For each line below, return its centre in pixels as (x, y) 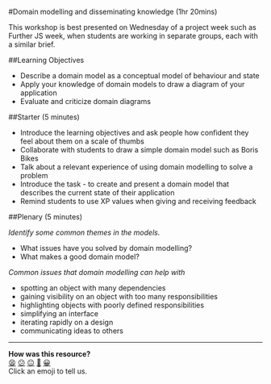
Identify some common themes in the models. (84, 232)
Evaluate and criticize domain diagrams (85, 101)
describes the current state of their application (97, 192)
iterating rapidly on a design (67, 322)
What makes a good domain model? (79, 257)
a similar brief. (32, 44)
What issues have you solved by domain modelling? (106, 248)
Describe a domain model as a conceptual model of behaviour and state (140, 75)
